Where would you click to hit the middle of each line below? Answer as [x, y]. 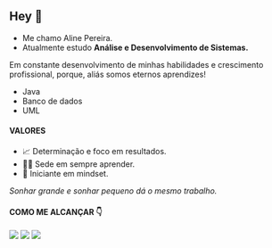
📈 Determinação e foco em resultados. [94, 152]
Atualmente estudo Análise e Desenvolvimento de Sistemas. [135, 47]
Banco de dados [52, 101]
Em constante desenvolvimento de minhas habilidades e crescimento [136, 64]
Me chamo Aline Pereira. [67, 37]
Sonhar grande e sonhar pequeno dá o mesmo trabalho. [113, 191]
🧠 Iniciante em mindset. [65, 174]
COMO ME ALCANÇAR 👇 [56, 211]
